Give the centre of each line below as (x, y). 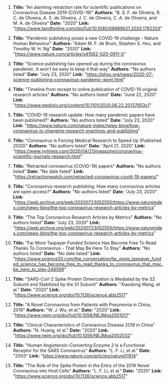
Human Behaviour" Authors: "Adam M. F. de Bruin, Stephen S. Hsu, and (87, 43)
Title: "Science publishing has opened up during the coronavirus (80, 64)
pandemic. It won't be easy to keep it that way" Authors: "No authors (84, 69)
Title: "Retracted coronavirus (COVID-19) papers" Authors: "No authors (87, 166)
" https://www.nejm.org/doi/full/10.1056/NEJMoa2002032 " (73, 336)
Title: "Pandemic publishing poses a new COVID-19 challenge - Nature (85, 38)
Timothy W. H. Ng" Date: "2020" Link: (52, 49)
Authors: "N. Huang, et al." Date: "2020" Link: (61, 330)
